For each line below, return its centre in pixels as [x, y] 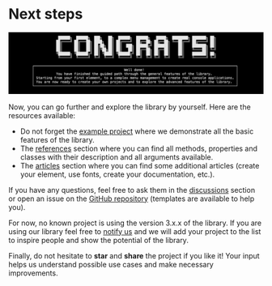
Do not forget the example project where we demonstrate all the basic [137, 131]
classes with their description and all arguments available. [117, 157]
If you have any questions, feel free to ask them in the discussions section [132, 190]
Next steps [46, 14]
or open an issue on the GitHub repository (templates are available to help [132, 198]
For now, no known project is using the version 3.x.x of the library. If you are [135, 223]
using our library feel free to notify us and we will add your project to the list [135, 231]
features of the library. [57, 139]
